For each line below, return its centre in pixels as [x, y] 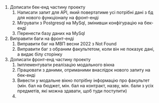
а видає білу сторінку [40, 54]
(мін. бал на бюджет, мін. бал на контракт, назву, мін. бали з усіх [85, 86]
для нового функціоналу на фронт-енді [58, 17]
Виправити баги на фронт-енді [42, 38]
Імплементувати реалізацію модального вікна [66, 65]
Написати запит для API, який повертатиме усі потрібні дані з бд [85, 12]
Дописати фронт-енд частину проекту [50, 59]
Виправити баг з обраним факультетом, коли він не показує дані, [86, 49]
